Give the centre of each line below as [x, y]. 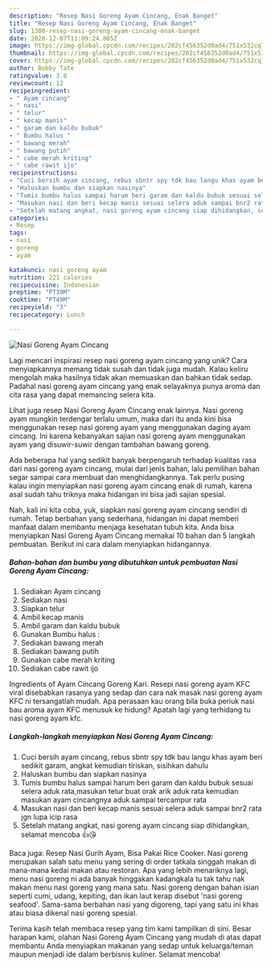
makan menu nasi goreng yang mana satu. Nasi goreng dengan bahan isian [134, 887]
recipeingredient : [40, 91]
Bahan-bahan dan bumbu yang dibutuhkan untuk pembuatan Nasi [123, 562]
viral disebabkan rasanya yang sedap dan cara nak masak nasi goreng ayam [135, 692]
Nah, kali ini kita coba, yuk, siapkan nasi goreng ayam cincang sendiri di [128, 510]
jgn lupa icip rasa [49, 816]
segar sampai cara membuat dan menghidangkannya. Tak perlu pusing [127, 477]
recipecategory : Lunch [47, 315]
